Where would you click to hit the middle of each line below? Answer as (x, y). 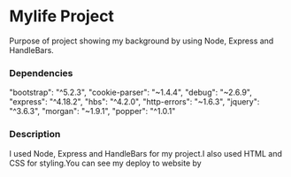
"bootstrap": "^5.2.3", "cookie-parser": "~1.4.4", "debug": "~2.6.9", (130, 92)
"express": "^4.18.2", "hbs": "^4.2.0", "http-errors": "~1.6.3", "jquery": (134, 102)
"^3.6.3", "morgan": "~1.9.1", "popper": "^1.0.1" (92, 112)
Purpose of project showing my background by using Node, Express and (142, 41)
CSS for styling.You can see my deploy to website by (105, 163)
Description (35, 135)
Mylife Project (62, 16)
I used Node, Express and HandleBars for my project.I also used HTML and (146, 153)
